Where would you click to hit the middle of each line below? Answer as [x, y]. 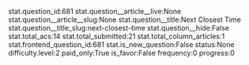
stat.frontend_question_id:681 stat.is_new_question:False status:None [121, 45]
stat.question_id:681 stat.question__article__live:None [95, 11]
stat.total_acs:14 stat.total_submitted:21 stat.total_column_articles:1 [117, 36]
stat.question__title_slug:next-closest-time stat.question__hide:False [119, 28]
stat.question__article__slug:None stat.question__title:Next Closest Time [124, 20]
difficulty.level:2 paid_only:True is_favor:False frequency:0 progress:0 [121, 53]
